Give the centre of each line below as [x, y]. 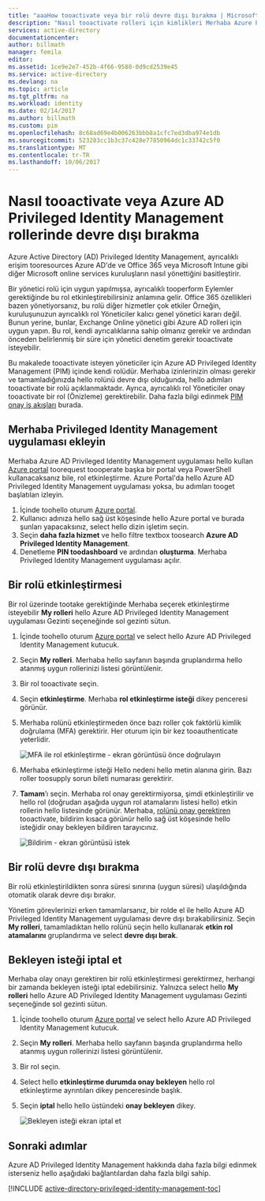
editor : [21, 60]
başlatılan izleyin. [36, 494]
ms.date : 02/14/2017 [42, 111]
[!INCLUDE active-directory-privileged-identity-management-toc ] [114, 1188]
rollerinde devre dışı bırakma [104, 235]
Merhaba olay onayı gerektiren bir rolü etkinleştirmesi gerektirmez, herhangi [131, 979]
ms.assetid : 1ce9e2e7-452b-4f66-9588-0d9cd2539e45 [93, 67]
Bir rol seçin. [40, 1067]
